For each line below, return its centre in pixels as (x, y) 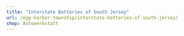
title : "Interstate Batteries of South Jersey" (68, 12)
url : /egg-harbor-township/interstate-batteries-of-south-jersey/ (92, 18)
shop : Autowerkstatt (33, 23)
